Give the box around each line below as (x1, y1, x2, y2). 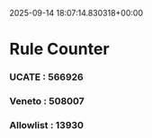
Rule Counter (9, 39, 110, 59)
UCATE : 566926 (9, 71, 84, 83)
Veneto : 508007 (9, 95, 85, 108)
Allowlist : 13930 (9, 118, 84, 131)
